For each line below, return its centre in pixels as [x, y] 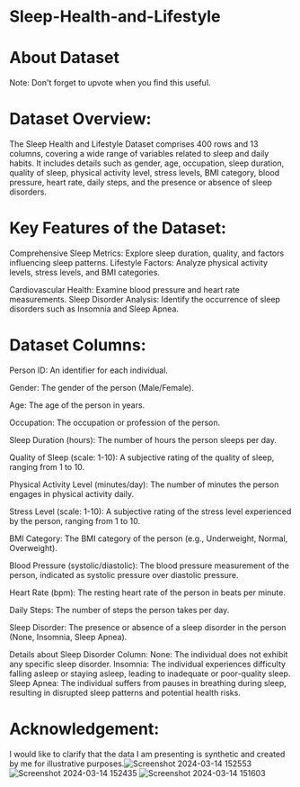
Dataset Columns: [78, 345]
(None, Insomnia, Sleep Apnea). [68, 637]
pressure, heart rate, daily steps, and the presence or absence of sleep [141, 183]
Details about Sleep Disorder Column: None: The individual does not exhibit [149, 654]
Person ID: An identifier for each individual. [89, 370]
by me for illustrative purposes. [67, 764]
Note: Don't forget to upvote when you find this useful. [110, 83]
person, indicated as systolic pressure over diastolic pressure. [124, 574]
